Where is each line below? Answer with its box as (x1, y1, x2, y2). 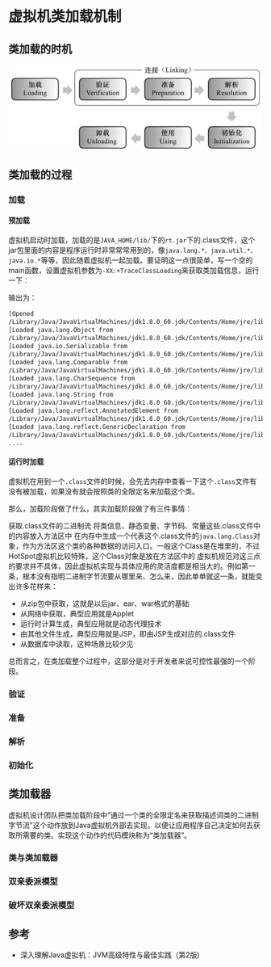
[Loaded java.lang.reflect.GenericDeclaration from (8, 423, 186, 431)
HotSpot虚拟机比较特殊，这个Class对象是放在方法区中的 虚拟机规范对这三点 (8, 551, 261, 561)
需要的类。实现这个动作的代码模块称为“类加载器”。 (22, 830, 192, 840)
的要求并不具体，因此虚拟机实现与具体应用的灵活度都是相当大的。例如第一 (8, 561, 256, 571)
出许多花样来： (8, 582, 58, 591)
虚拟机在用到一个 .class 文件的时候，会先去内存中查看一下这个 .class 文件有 (8, 477, 256, 486)
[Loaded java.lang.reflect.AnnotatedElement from (8, 406, 179, 414)
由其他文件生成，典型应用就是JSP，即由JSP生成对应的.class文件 (19, 629, 236, 639)
